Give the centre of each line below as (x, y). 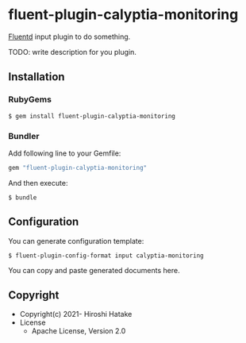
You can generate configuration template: (76, 241)
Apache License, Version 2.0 (79, 331)
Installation (37, 77)
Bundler (24, 136)
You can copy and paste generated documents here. (94, 270)
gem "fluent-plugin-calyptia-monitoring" (78, 168)
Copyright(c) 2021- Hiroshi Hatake (76, 314)
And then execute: (38, 183)
